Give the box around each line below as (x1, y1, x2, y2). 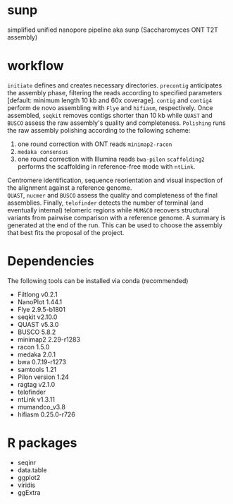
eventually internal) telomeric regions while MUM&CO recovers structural (7, 205, 210, 214)
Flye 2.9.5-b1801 (17, 305, 65, 313)
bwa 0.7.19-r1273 (17, 357, 67, 366)
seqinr (17, 458, 37, 467)
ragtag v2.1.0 (17, 380, 55, 388)
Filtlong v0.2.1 (17, 290, 58, 299)
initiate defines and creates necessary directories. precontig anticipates (7, 80, 222, 90)
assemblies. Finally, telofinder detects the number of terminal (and (7, 198, 203, 207)
